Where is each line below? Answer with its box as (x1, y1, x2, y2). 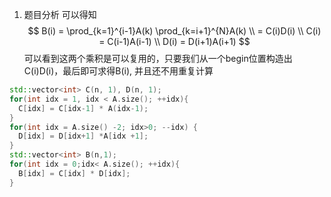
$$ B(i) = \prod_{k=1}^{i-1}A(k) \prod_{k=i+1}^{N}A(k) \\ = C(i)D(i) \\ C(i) (27, 25, 322, 37)
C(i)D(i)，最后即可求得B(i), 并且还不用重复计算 (23, 65, 214, 77)
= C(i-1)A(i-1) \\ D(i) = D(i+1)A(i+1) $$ (98, 36, 251, 47)
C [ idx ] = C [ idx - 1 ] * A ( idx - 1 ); (18, 103, 149, 113)
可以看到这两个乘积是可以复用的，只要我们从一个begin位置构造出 (23, 53, 293, 64)
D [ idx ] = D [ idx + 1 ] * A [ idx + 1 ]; (18, 131, 149, 142)
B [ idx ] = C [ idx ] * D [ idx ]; (18, 168, 131, 178)
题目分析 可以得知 (23, 9, 97, 20)
